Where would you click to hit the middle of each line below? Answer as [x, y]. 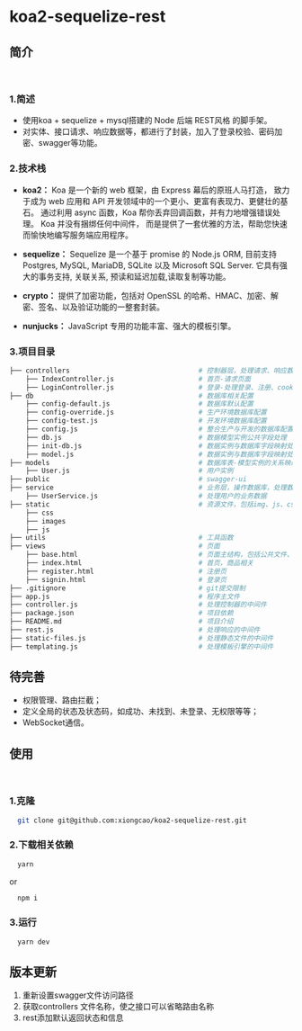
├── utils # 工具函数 [121, 538]
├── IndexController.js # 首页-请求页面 [138, 379]
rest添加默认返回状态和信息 [73, 1018]
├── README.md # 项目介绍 [121, 622]
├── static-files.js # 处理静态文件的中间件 [142, 638]
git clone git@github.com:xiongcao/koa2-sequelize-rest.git [132, 820]
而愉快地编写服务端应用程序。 [77, 235]
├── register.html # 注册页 [126, 571]
